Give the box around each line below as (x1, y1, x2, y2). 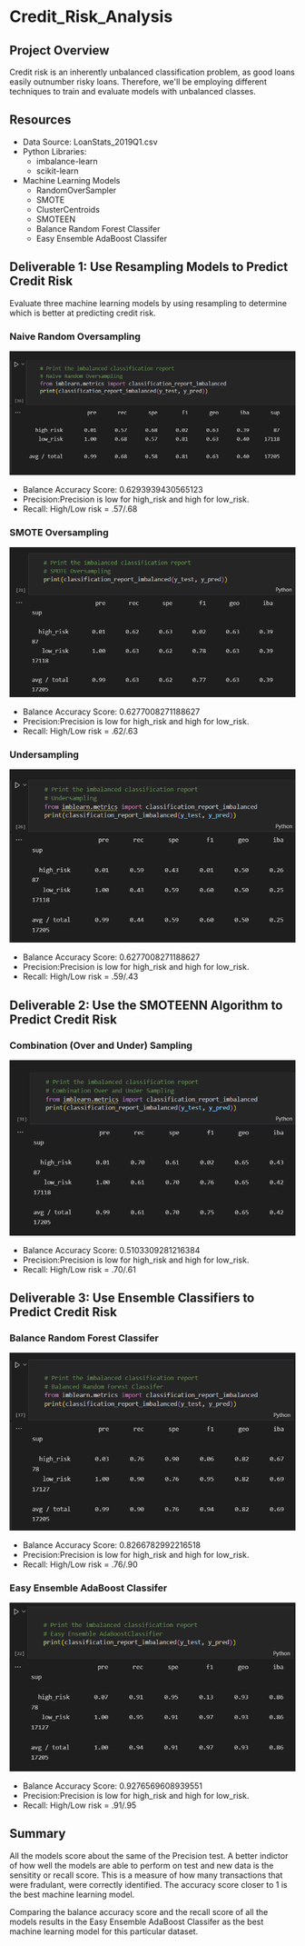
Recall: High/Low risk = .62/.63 (22, 725, 139, 737)
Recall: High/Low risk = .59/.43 (22, 971, 139, 983)
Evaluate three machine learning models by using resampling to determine (9, 297, 288, 308)
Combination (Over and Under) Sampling (9, 1039, 193, 1052)
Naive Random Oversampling (9, 330, 141, 343)
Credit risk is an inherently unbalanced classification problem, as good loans (9, 66, 295, 77)
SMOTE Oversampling (9, 526, 109, 538)
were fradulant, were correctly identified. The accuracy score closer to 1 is (9, 1879, 288, 1890)
